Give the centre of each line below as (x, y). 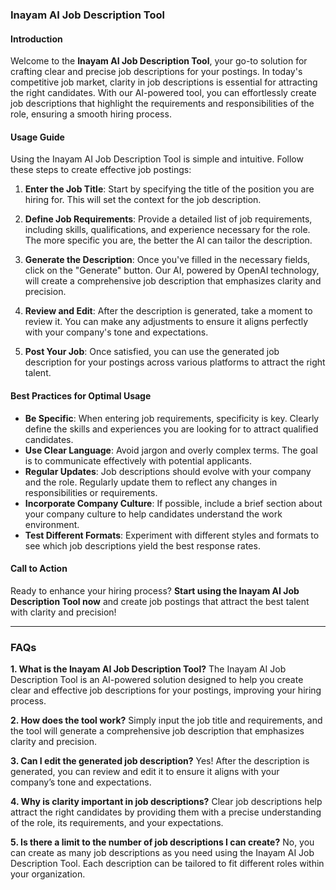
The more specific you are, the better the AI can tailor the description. (168, 240)
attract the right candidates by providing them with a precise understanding (166, 812)
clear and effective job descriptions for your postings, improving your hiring (166, 690)
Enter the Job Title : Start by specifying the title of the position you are (169, 189)
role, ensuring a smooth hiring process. (91, 114)
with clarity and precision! (63, 612)
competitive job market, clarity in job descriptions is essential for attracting (164, 82)
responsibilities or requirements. (91, 492)
